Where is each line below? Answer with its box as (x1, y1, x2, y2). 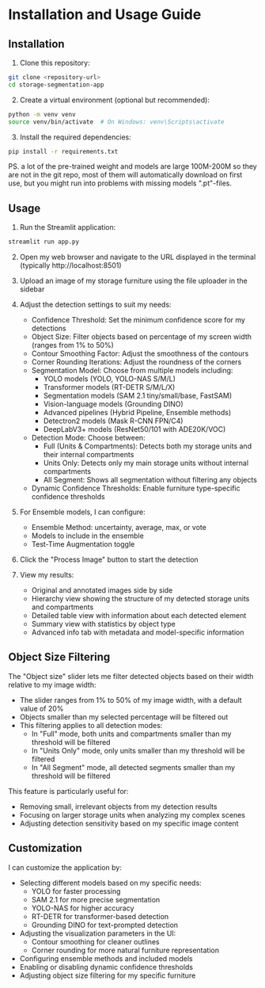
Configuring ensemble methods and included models (19, 953, 193, 963)
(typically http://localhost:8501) (19, 261, 122, 270)
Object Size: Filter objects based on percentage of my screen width (31, 332, 252, 341)
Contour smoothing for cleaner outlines (31, 937, 160, 946)
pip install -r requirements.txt (8, 147, 119, 155)
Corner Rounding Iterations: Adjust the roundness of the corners (31, 357, 242, 367)
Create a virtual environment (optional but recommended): (19, 95, 210, 105)
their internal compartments (43, 450, 134, 460)
